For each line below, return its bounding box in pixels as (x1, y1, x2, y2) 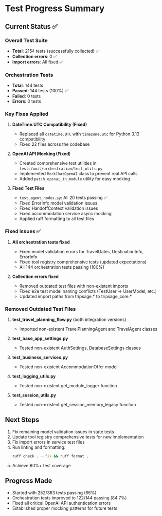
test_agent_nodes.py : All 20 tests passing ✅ (19, 195, 108, 200)
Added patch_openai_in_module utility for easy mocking (19, 176, 130, 182)
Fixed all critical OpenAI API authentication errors (12, 500, 111, 506)
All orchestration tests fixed (12, 239, 70, 245)
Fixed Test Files (12, 185, 45, 191)
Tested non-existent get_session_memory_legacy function (19, 402, 136, 408)
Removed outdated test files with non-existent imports (19, 283, 128, 289)
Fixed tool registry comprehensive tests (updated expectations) (19, 259, 147, 265)
